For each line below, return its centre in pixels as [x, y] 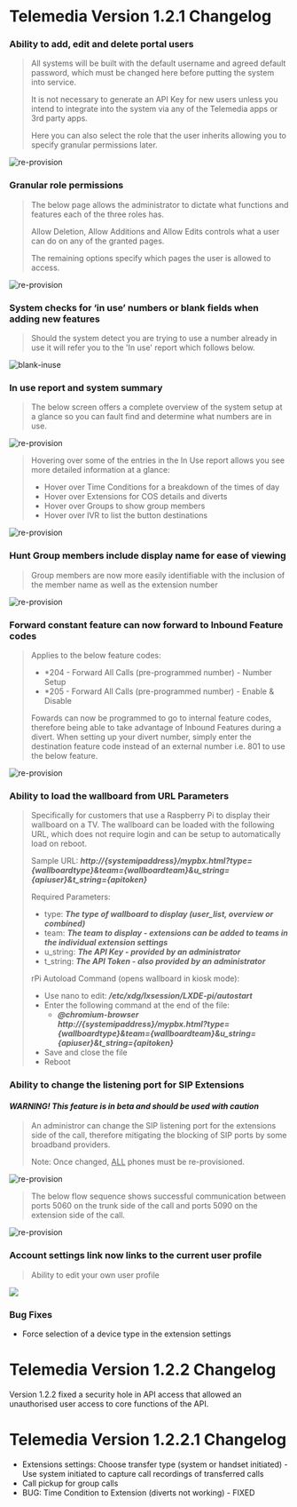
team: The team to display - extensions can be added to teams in [166, 933]
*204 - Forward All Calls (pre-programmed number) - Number [158, 672]
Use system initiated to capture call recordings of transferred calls [143, 1473]
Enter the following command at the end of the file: [137, 1005]
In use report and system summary [86, 388]
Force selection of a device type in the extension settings [127, 1334]
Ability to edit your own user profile [95, 1275]
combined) [65, 924]
